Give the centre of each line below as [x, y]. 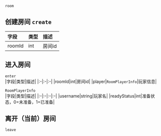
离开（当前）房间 [30, 119]
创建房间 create [28, 22]
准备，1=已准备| [39, 102]
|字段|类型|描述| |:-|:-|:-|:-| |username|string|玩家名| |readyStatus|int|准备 [78, 96]
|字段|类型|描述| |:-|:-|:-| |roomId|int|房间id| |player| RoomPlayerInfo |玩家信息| [81, 82]
